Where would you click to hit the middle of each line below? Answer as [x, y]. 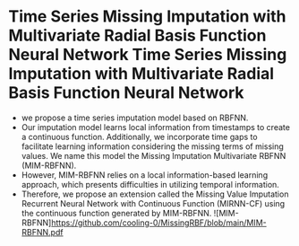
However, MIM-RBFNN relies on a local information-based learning [145, 175]
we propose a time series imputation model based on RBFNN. [135, 118]
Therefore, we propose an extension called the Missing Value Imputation [155, 194]
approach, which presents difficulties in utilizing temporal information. [150, 184]
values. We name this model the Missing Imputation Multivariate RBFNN [154, 155]
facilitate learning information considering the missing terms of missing [152, 146]
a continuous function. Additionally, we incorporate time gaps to [139, 136]
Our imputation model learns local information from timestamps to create [155, 127]
